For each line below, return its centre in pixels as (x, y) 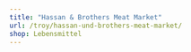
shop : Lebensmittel (46, 33)
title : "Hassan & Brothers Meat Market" (86, 17)
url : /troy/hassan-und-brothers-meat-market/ (95, 26)
